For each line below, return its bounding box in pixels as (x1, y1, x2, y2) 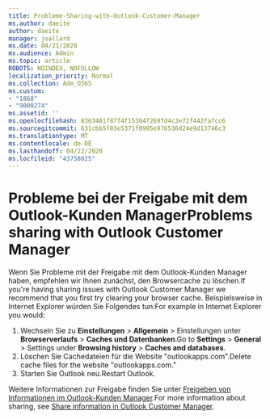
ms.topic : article (8, 57, 70, 65)
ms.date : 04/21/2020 (8, 42, 78, 50)
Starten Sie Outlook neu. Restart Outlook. (19, 369, 156, 379)
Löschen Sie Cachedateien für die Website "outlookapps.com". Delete (19, 352, 252, 362)
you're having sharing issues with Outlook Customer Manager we (8, 284, 226, 295)
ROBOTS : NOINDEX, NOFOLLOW (8, 65, 99, 73)
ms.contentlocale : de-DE (8, 139, 92, 148)
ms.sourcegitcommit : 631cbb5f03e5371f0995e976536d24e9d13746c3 (8, 124, 226, 132)
